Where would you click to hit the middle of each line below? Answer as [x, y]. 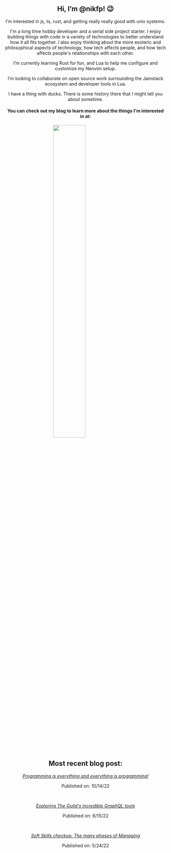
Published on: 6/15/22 [85, 816]
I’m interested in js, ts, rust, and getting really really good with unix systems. [85, 21]
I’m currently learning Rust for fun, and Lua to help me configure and [85, 63]
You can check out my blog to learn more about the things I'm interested [85, 111]
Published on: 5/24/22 [85, 845]
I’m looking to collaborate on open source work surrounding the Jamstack [85, 78]
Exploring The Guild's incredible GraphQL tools [85, 806]
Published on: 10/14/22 [85, 786]
